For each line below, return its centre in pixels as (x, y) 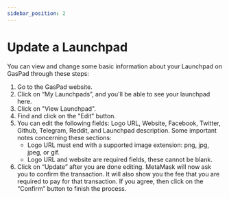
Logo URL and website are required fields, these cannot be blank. (120, 159)
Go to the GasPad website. (55, 87)
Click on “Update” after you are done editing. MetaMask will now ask (114, 167)
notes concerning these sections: (64, 137)
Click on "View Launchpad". (57, 108)
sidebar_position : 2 (37, 13)
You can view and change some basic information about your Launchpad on (115, 66)
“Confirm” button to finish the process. (72, 188)
